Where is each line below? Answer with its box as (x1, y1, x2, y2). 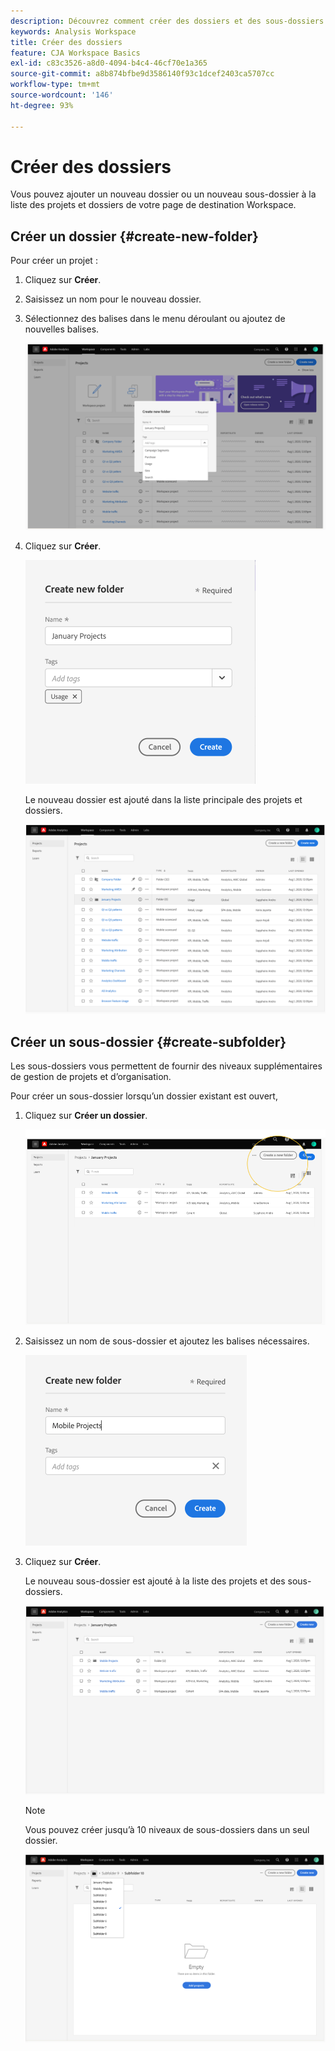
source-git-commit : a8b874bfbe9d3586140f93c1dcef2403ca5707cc (10, 69, 275, 79)
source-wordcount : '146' (10, 90, 114, 100)
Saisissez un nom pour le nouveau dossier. (24, 293, 202, 305)
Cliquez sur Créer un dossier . (24, 1110, 148, 1122)
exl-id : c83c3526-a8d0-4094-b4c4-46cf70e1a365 (10, 58, 208, 69)
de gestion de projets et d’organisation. (10, 1071, 172, 1083)
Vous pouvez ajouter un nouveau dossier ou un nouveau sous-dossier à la (10, 188, 317, 200)
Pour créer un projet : (10, 255, 98, 267)
